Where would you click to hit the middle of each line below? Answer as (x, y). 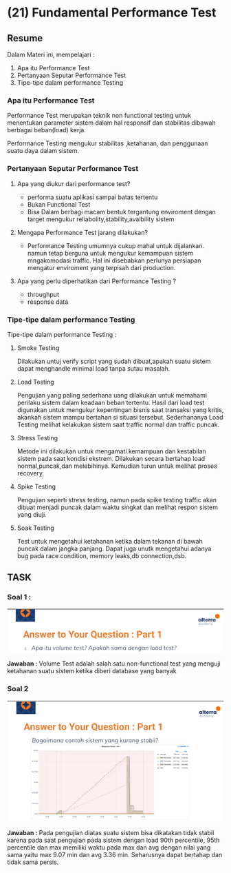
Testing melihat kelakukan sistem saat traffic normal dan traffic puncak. (118, 424)
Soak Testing (36, 528)
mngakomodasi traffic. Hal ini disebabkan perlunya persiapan (114, 260)
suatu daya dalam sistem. (43, 151)
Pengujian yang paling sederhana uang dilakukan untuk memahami (112, 395)
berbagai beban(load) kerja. (46, 130)
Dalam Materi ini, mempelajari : (51, 54)
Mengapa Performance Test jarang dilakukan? (82, 232)
